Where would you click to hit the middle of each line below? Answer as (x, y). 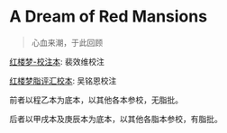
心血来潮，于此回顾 (67, 42)
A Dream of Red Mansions (109, 17)
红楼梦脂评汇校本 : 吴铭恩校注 (63, 80)
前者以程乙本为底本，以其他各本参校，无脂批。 (96, 100)
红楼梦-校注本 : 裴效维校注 (57, 61)
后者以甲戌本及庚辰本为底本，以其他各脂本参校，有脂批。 (116, 119)
